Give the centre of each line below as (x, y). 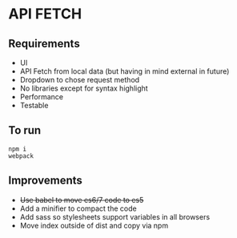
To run (25, 130)
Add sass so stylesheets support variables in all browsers (115, 216)
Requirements (44, 44)
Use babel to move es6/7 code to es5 (82, 200)
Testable (34, 105)
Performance (42, 97)
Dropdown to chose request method (80, 80)
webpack (21, 156)
